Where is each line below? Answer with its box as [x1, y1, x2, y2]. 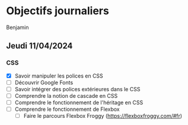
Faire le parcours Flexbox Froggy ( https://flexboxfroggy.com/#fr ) [23, 113, 183, 119]
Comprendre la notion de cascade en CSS [14, 92, 118, 99]
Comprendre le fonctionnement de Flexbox [14, 105, 120, 113]
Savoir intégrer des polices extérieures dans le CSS [14, 85, 141, 92]
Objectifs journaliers [6, 4, 110, 18]
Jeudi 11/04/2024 [6, 41, 73, 51]
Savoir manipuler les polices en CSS [14, 72, 104, 79]
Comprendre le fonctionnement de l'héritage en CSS [14, 99, 144, 106]
